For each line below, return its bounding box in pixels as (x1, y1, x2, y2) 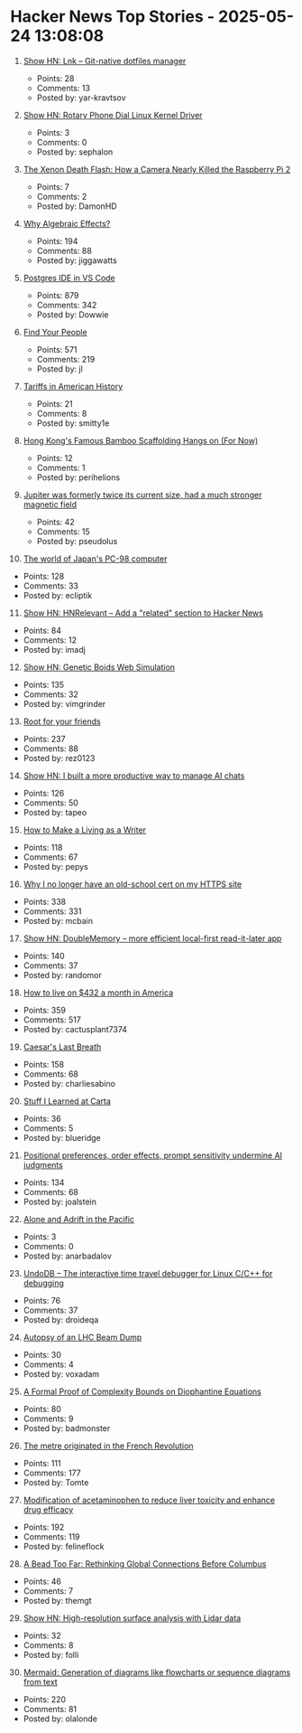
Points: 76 (23, 1295, 61, 1305)
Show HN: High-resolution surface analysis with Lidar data (23, 1612, 242, 1624)
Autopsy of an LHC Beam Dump (23, 1332, 142, 1342)
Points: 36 (23, 1113, 61, 1124)
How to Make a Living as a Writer (23, 824, 147, 835)
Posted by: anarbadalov (23, 1250, 112, 1261)
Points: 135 (23, 679, 65, 690)
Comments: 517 (23, 1014, 82, 1025)
